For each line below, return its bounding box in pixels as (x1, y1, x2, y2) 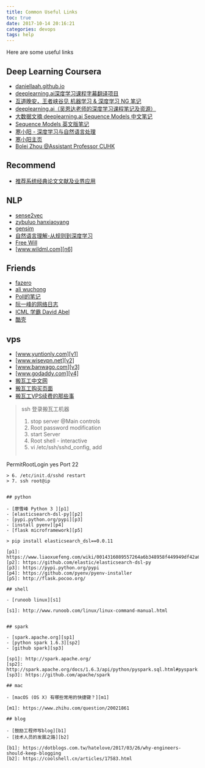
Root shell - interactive (30, 437, 87, 444)
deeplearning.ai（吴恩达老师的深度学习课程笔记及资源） (15, 105, 157, 112)
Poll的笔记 (15, 293, 41, 300)
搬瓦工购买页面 (15, 385, 53, 392)
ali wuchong (15, 286, 46, 293)
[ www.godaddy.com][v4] (15, 370, 79, 377)
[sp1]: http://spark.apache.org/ (6, 656, 92, 662)
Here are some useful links (6, 48, 74, 56)
